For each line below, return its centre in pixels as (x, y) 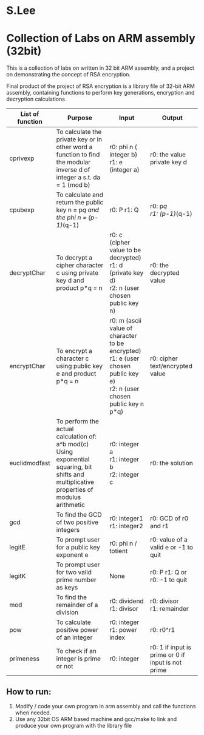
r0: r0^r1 (162, 630)
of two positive (77, 522)
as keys (67, 588)
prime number (76, 580)
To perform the (77, 421)
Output (172, 118)
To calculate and (80, 195)
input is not (166, 663)
